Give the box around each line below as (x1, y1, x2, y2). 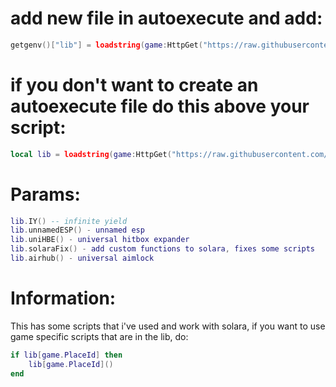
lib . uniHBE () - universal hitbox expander (10, 235, 190, 245)
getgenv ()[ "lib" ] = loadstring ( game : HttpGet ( (10, 40, 203, 50)
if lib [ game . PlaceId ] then (10, 350, 123, 360)
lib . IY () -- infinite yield (10, 216, 128, 226)
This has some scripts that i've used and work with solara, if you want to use (10, 320, 326, 332)
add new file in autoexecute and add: (10, 7, 323, 30)
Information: (10, 287, 117, 310)
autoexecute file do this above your (10, 95, 310, 117)
